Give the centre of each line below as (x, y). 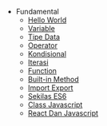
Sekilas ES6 (47, 96)
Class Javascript (55, 104)
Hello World (47, 20)
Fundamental (38, 12)
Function (42, 71)
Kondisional (47, 54)
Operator (43, 45)
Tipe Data (44, 37)
